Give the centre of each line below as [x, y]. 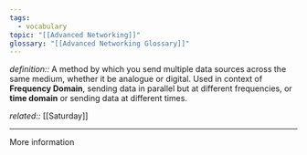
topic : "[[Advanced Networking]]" [75, 35]
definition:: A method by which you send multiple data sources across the [148, 69]
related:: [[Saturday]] [49, 116]
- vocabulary [42, 26]
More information [42, 142]
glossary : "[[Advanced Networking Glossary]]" [100, 43]
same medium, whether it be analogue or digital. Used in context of [136, 79]
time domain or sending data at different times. [98, 98]
